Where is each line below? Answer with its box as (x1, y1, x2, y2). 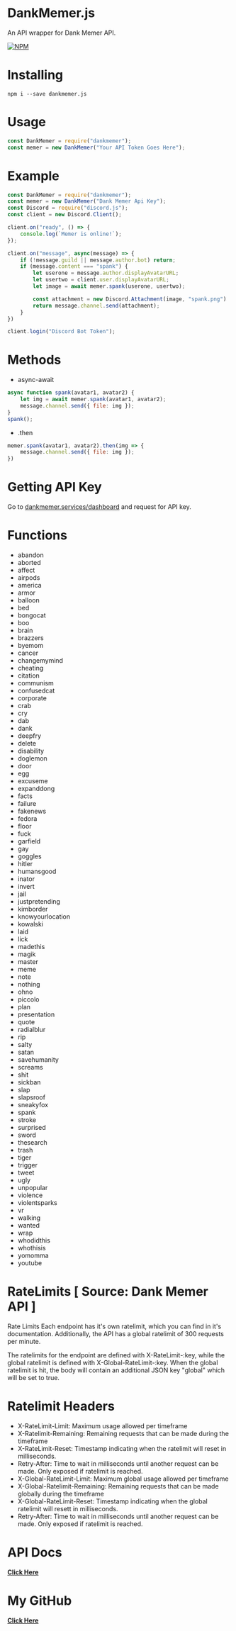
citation (17, 671, 40, 680)
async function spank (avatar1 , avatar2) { (7, 389, 135, 396)
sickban (17, 1078, 41, 1087)
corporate (17, 694, 47, 702)
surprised (17, 1123, 46, 1132)
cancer (17, 649, 39, 657)
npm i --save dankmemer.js (7, 90, 87, 97)
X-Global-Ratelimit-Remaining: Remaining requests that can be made (17, 1481, 219, 1490)
